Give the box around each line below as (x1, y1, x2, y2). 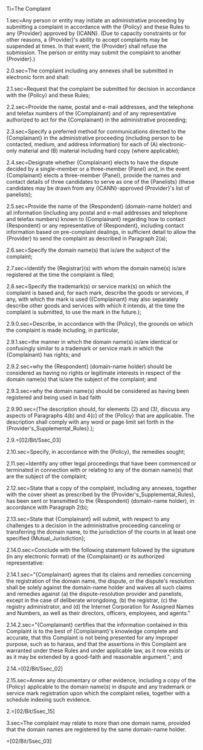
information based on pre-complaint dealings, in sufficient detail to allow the (6, 228, 196, 235)
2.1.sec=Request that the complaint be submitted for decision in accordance (6, 85, 196, 92)
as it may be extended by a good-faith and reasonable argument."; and (6, 653, 182, 661)
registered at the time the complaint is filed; (6, 271, 115, 278)
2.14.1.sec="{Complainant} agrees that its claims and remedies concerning (6, 571, 192, 578)
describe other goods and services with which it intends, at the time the (6, 302, 185, 309)
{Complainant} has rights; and (6, 351, 81, 358)
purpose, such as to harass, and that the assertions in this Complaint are (6, 641, 187, 647)
